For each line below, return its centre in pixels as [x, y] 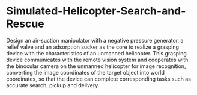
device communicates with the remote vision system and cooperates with [97, 60]
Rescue [25, 24]
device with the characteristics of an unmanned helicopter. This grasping [97, 53]
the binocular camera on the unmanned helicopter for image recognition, [96, 66]
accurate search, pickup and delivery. [53, 85]
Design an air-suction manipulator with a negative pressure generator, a [95, 40]
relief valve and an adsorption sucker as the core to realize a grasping [92, 47]
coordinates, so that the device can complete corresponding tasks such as [98, 79]
